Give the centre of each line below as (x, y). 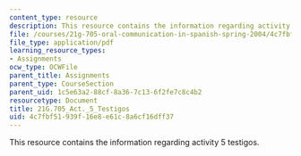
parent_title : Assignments (60, 76)
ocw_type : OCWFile (43, 68)
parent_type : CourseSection (62, 84)
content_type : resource (54, 17)
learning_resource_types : (57, 51)
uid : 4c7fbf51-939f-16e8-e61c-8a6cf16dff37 (92, 117)
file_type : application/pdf (62, 42)
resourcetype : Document (54, 100)
